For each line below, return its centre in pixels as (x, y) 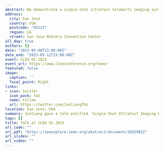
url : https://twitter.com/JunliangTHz (49, 105)
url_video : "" (20, 141)
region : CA (20, 32)
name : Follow (23, 100)
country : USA (23, 23)
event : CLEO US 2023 (26, 59)
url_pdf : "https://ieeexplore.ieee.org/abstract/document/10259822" (76, 132)
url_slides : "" (20, 136)
